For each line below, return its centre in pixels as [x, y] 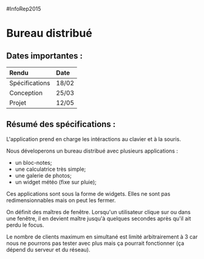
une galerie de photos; [43, 175]
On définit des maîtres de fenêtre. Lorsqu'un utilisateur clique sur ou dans [99, 212]
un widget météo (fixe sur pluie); [56, 182]
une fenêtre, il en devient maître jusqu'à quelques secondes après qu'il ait [99, 218]
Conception [26, 93]
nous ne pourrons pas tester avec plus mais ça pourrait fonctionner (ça [95, 243]
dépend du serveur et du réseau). [48, 249]
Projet [18, 103]
